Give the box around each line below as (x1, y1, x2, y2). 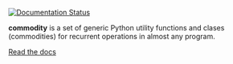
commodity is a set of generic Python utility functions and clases (8, 23, 225, 32)
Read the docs (8, 47, 56, 56)
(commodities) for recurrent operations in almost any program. (8, 32, 215, 41)
